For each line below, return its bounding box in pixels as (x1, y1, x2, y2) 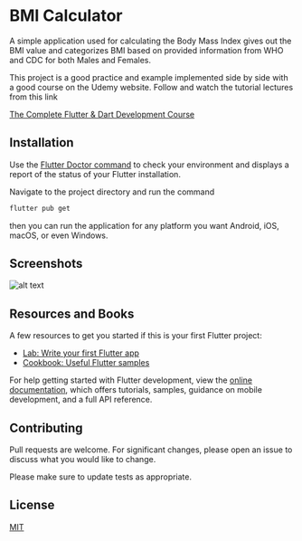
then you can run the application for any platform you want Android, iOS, (9, 220, 280, 231)
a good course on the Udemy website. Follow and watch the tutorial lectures (9, 81, 294, 92)
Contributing (9, 420, 83, 435)
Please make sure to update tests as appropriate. (9, 471, 193, 482)
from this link (9, 91, 59, 102)
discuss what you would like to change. (9, 454, 156, 465)
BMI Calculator (9, 5, 123, 26)
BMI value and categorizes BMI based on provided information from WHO (9, 44, 284, 55)
